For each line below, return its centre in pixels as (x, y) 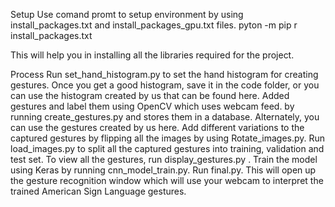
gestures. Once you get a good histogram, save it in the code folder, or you (165, 85)
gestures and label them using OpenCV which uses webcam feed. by (152, 106)
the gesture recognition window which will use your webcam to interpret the (167, 180)
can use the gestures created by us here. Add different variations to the (157, 127)
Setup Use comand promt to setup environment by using (127, 14)
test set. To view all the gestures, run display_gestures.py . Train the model (164, 159)
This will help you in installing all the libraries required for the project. (152, 55)
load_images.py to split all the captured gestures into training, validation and (167, 148)
